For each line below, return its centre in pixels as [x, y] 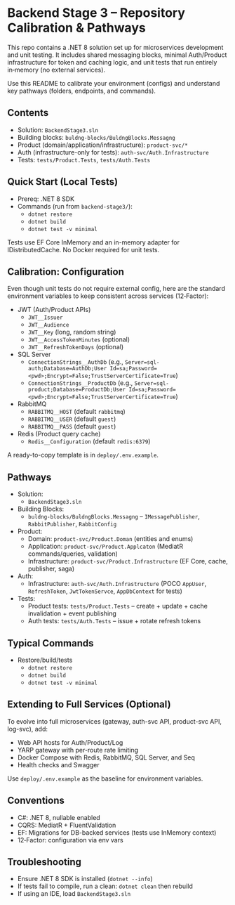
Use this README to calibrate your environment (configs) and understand [114, 83]
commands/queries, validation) [73, 554]
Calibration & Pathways [76, 28]
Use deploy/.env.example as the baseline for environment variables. [105, 779]
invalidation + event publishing [72, 613]
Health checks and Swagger [58, 764]
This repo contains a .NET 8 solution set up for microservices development [115, 47]
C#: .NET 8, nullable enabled [59, 817]
